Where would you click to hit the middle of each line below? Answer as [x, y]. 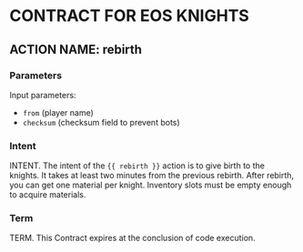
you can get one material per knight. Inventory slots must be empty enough [151, 185]
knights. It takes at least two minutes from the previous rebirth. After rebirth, [151, 176]
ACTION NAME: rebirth [76, 50]
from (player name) [58, 112]
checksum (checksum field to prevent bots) [101, 122]
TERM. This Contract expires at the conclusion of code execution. [133, 238]
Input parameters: [43, 95]
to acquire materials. [48, 195]
